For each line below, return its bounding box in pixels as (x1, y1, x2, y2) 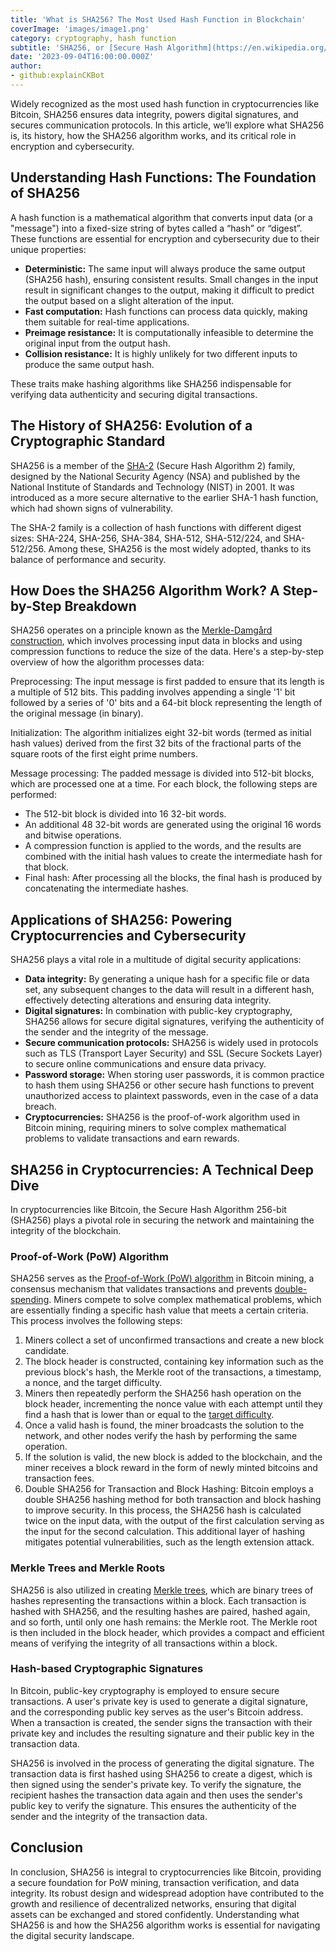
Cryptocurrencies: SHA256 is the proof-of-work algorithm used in (24, 1111, 301, 1123)
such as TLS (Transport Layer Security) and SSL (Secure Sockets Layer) (24, 1047, 323, 1060)
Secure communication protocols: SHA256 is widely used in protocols (24, 1037, 319, 1049)
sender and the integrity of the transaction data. (10, 1810, 208, 1822)
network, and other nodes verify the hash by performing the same (24, 1430, 298, 1442)
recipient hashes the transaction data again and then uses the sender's (10, 1789, 303, 1801)
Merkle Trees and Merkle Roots (10, 1561, 166, 1575)
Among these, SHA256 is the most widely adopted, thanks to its (48, 542, 312, 555)
